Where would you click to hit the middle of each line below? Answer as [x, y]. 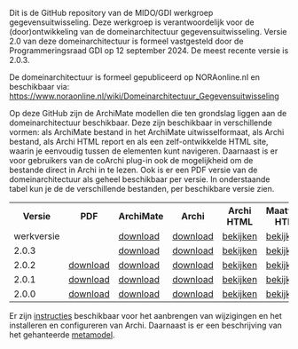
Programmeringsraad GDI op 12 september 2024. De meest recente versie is [149, 51]
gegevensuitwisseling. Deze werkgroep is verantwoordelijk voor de [132, 22]
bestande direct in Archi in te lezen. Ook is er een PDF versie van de [133, 170]
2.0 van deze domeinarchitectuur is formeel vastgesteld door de [126, 41]
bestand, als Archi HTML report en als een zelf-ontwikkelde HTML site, [139, 142]
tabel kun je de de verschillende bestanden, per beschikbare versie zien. [142, 189]
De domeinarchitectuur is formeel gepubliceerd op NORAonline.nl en [134, 77]
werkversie [37, 236]
